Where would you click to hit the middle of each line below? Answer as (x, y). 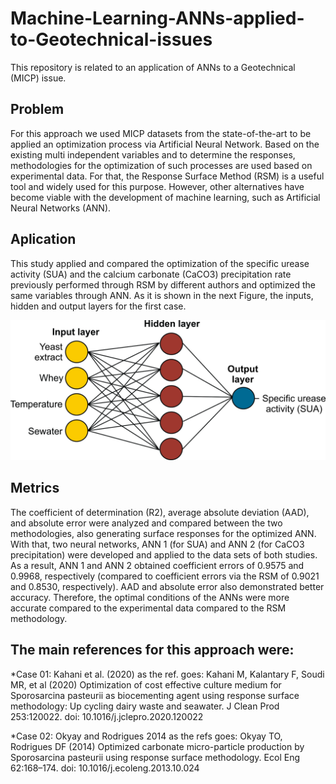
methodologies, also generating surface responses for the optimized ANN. (163, 533)
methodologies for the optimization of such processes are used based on (161, 165)
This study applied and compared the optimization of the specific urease (160, 263)
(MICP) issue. (38, 78)
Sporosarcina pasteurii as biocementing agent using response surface (155, 695)
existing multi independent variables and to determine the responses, (153, 154)
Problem (37, 109)
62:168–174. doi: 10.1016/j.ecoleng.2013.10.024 (105, 768)
